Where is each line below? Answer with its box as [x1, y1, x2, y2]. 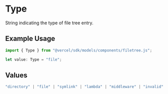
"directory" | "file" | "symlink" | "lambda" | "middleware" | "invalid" [5, 84, 164, 89]
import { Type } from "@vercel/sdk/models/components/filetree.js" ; [5, 48, 152, 53]
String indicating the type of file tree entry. [5, 20, 94, 26]
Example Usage [5, 34, 55, 43]
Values [5, 71, 28, 79]
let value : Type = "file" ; [5, 57, 62, 62]
